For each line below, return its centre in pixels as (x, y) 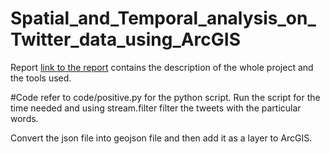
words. (24, 118)
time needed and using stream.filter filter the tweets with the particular (156, 108)
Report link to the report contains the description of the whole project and (162, 67)
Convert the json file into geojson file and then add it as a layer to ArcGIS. (161, 138)
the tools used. (41, 78)
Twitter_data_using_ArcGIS (126, 39)
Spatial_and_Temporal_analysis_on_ (163, 18)
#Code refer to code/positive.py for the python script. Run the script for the (165, 97)
